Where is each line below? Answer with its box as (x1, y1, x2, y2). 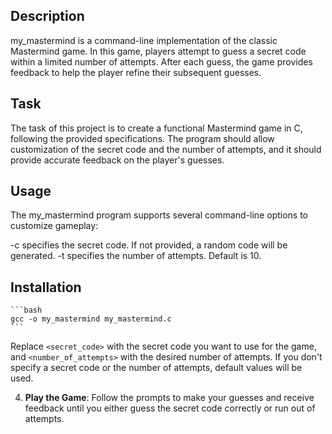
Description (10, 8, 85, 25)
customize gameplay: (10, 220, 99, 232)
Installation (10, 279, 82, 296)
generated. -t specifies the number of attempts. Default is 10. (10, 250, 262, 262)
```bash (10, 305, 43, 316)
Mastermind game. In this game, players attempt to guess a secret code (10, 45, 307, 57)
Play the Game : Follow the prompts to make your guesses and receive (24, 392, 315, 404)
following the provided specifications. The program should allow (10, 132, 275, 144)
